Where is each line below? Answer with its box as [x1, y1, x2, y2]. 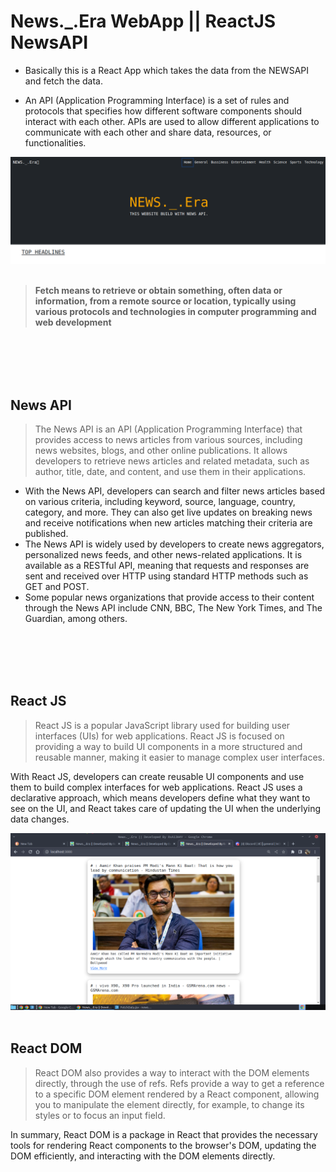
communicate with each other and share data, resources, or [24, 126, 272, 138]
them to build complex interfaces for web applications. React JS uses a [10, 781, 303, 793]
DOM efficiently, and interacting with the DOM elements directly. [10, 1150, 276, 1162]
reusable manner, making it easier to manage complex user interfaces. [34, 751, 325, 763]
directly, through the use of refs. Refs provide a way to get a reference [34, 1077, 325, 1089]
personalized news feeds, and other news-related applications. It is [24, 549, 303, 561]
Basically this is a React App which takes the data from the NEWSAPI [24, 64, 309, 76]
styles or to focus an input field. [34, 1109, 166, 1121]
